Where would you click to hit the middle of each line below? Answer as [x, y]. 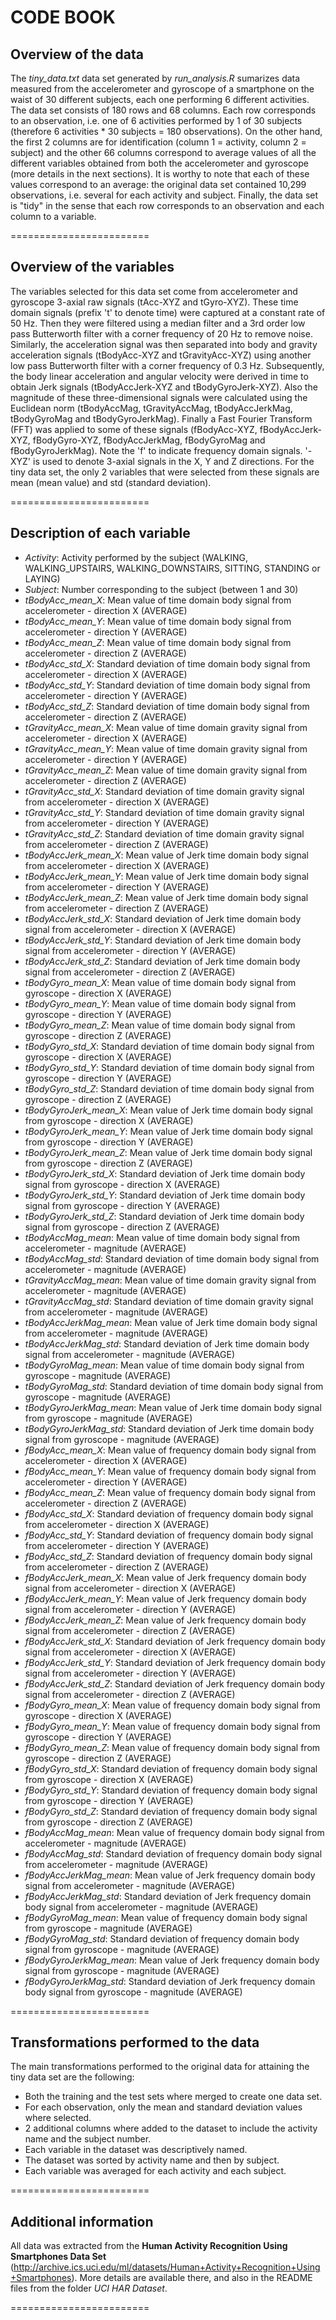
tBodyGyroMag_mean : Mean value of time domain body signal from [164, 1365]
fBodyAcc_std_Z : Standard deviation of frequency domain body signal [168, 1556]
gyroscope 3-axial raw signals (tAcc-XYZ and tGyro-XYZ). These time [154, 302]
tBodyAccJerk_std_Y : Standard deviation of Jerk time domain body [163, 940]
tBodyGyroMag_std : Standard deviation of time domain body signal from [174, 1386]
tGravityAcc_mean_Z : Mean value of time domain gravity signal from [166, 770]
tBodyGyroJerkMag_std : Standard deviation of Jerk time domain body [169, 1428]
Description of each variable [100, 533]
